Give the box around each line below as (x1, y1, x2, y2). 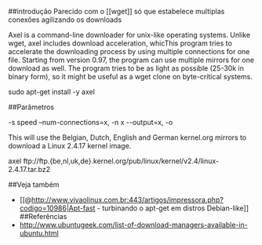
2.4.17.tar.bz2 (8, 165, 51, 174)
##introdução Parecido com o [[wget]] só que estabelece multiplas (8, 7, 225, 16)
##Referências (19, 212, 67, 221)
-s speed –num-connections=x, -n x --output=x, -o (8, 118, 173, 126)
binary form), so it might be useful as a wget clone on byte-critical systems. (8, 72, 253, 81)
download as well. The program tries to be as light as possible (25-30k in (8, 64, 245, 73)
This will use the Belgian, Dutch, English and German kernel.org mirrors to (8, 133, 247, 142)
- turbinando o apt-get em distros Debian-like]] (96, 203, 249, 213)
